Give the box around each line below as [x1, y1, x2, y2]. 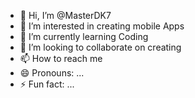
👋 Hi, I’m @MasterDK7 [19, 10, 112, 21]
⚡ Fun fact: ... [19, 78, 75, 90]
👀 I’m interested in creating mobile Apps [19, 20, 185, 32]
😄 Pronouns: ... [19, 67, 85, 79]
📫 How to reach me [19, 53, 103, 64]
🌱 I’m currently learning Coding [19, 31, 149, 42]
